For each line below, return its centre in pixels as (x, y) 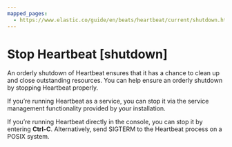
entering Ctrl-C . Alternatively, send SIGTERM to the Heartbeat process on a (115, 129)
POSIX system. (28, 137)
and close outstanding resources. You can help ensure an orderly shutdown (115, 81)
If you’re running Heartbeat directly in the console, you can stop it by (105, 122)
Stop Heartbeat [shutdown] (87, 54)
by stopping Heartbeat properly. (53, 88)
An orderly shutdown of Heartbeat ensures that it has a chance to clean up (113, 73)
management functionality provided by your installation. (86, 108)
